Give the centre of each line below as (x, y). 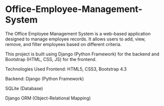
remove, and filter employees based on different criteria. (63, 44)
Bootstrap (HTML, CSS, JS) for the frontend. (51, 59)
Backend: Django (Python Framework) (45, 78)
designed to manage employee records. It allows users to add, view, (75, 39)
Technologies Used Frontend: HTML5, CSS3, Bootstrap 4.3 (66, 69)
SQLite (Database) (24, 88)
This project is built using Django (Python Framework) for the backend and (82, 54)
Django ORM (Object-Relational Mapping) (48, 98)
